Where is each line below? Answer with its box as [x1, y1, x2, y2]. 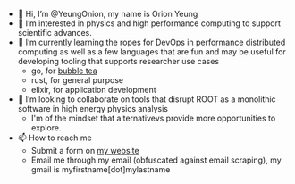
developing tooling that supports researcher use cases [17, 56, 220, 66]
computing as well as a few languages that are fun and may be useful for [17, 46, 286, 57]
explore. [30, 122, 62, 133]
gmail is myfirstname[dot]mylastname [30, 164, 171, 174]
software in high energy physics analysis [17, 104, 168, 113]
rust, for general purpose [30, 75, 123, 85]
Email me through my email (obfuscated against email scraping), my [30, 155, 282, 165]
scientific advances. [17, 28, 92, 38]
